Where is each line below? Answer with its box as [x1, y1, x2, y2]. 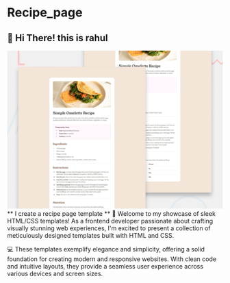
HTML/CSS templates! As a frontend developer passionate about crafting [7, 217, 214, 225]
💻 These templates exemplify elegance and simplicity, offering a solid [7, 245, 205, 254]
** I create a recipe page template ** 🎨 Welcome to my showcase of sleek [7, 210, 216, 218]
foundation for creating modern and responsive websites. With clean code [7, 255, 217, 263]
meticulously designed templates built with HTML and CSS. [7, 232, 175, 240]
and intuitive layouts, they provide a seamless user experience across [7, 262, 204, 271]
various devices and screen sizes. [7, 269, 103, 278]
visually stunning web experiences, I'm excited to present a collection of [7, 224, 211, 232]
